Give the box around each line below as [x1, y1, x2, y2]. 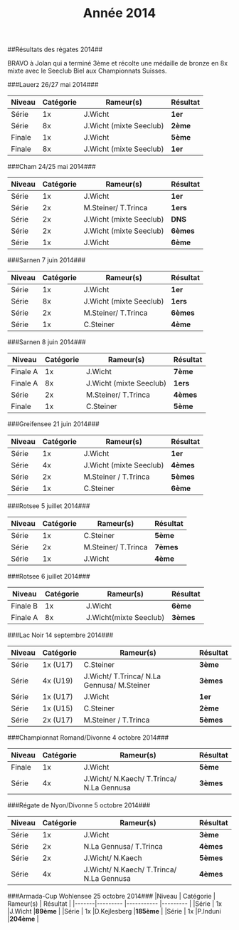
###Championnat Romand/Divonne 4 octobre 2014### [7, 733, 169, 742]
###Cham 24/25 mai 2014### [7, 162, 96, 171]
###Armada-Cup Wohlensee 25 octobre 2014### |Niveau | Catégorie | [7, 892, 216, 901]
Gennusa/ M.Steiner [83, 681, 151, 691]
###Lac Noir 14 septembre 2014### [7, 631, 114, 639]
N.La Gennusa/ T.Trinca [83, 842, 164, 852]
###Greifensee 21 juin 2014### [7, 420, 100, 428]
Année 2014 [83, 5, 156, 21]
